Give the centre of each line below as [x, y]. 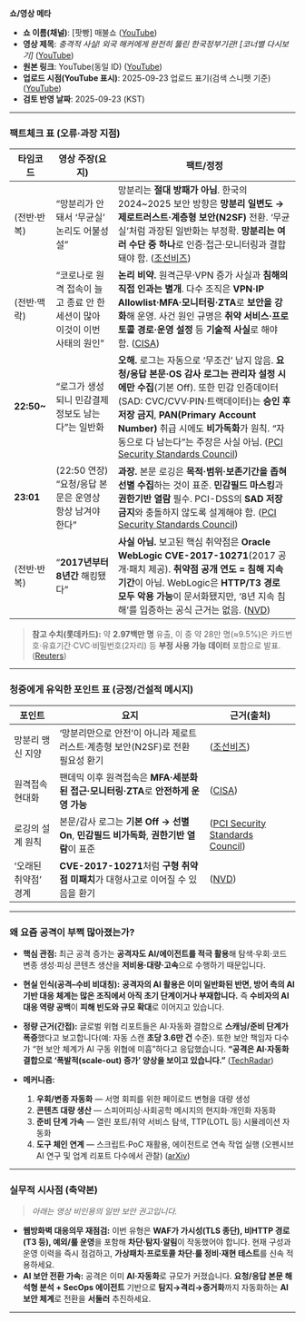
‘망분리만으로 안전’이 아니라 [114, 733]
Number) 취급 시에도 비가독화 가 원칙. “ [197, 429]
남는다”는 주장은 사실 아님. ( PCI [219, 442]
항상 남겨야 [78, 511]
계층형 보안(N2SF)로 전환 [138, 746]
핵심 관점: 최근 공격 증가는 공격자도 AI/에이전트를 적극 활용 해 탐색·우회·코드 [155, 953]
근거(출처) [250, 715]
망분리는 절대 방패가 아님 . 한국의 [182, 191]
